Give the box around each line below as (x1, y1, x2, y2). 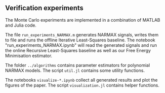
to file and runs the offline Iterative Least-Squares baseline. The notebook (5, 37, 156, 43)
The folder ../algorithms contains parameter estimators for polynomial (5, 62, 150, 68)
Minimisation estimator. (5, 53, 53, 59)
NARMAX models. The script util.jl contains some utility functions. (5, 67, 145, 73)
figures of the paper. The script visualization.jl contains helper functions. (5, 82, 160, 88)
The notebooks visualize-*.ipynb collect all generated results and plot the (5, 77, 158, 83)
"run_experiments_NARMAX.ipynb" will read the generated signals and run (5, 42, 157, 48)
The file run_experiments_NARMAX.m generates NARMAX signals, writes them (5, 31, 159, 37)
